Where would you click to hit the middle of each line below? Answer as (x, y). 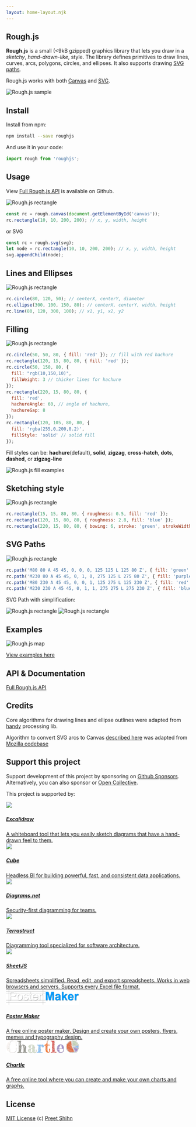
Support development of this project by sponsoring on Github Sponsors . (93, 776)
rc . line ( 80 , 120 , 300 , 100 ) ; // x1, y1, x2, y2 (65, 311)
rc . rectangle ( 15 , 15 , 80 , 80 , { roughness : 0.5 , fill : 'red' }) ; (87, 514)
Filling (17, 330)
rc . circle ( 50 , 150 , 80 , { (37, 367)
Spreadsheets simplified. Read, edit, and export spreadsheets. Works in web (98, 981)
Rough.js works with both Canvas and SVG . (58, 81)
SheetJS (17, 966)
